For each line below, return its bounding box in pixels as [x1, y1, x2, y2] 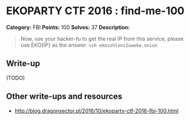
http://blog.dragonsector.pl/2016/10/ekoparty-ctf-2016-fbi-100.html [14, 107, 179, 114]
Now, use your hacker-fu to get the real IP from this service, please [20, 35, 184, 42]
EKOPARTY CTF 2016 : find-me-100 [6, 4, 185, 18]
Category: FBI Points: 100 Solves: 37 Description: [6, 24, 130, 31]
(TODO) [6, 74, 25, 81]
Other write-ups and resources [6, 92, 123, 102]
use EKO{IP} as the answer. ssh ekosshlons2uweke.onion [20, 41, 158, 48]
